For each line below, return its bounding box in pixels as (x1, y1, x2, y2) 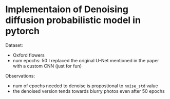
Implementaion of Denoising (5, 4, 128, 15)
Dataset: (5, 42, 23, 48)
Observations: (5, 72, 35, 79)
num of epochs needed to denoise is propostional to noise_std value (12, 83, 158, 89)
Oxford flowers (12, 52, 45, 58)
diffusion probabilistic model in (5, 14, 141, 26)
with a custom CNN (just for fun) (12, 63, 82, 69)
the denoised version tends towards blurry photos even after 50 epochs (12, 88, 165, 94)
